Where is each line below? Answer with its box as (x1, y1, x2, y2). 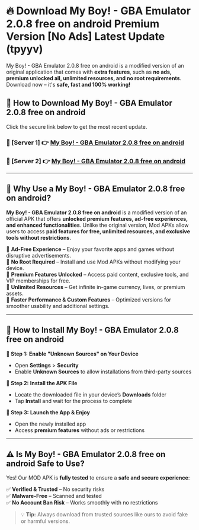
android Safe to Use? (6, 458, 85, 468)
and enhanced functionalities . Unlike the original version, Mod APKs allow (6, 221, 189, 228)
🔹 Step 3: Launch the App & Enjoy (6, 408, 90, 416)
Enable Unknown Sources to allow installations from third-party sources (14, 368, 192, 375)
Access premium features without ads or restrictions (14, 426, 145, 434)
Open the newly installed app (14, 420, 86, 427)
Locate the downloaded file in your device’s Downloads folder (14, 391, 167, 398)
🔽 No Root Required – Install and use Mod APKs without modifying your (6, 258, 181, 265)
